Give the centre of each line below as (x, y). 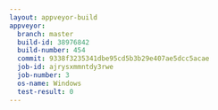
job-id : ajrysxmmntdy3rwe (66, 67)
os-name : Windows (50, 83)
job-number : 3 (43, 75)
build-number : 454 (52, 51)
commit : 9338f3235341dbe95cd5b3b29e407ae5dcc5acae (113, 59)
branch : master (46, 34)
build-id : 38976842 (54, 42)
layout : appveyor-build (54, 17)
